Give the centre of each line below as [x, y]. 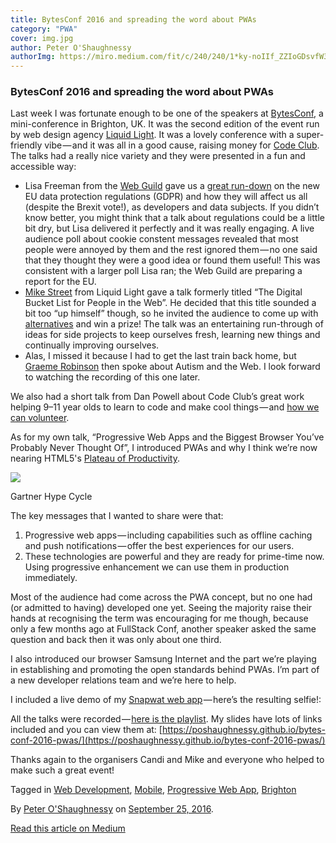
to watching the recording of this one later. [112, 377]
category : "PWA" [44, 29]
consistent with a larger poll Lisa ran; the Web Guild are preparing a [163, 271]
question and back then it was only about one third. [116, 640]
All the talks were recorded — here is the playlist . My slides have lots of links [166, 719]
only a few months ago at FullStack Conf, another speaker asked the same [163, 629]
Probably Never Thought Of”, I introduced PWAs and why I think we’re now [164, 448]
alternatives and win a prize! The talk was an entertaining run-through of [174, 324]
